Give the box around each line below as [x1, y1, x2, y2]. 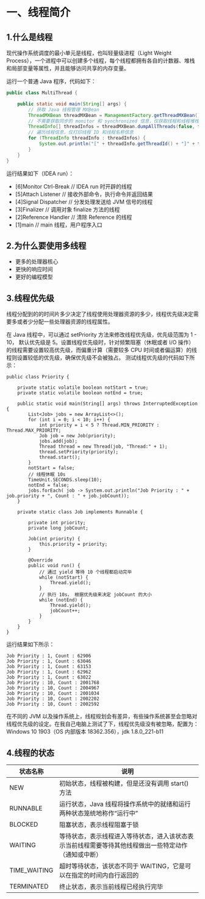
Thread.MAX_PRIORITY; [6, 427, 62, 434]
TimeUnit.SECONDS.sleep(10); [28, 477, 103, 483]
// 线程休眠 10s [28, 472, 66, 478]
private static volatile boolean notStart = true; [17, 385, 149, 391]
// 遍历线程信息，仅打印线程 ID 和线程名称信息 [28, 129, 134, 135]
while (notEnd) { [38, 597, 84, 603]
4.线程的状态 [6, 748, 55, 758]
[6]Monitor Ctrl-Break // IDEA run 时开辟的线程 [15, 182, 132, 190]
